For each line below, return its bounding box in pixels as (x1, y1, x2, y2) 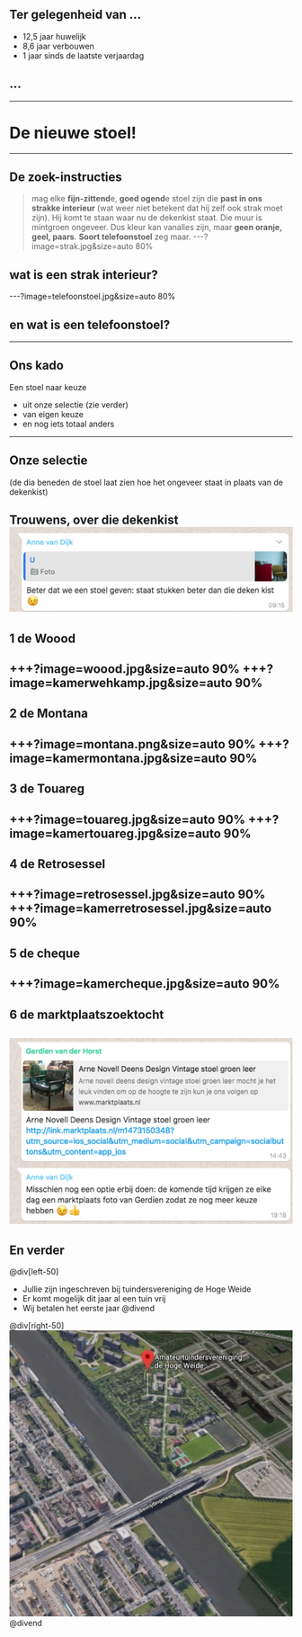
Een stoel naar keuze (9, 381, 87, 392)
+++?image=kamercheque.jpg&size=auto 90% (9, 976, 280, 992)
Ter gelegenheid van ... (9, 7, 142, 22)
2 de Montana (9, 706, 88, 721)
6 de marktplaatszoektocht (9, 1006, 164, 1022)
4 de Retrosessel (9, 856, 106, 872)
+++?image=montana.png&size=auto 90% (9, 737, 256, 752)
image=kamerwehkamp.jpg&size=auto (9, 675, 233, 691)
